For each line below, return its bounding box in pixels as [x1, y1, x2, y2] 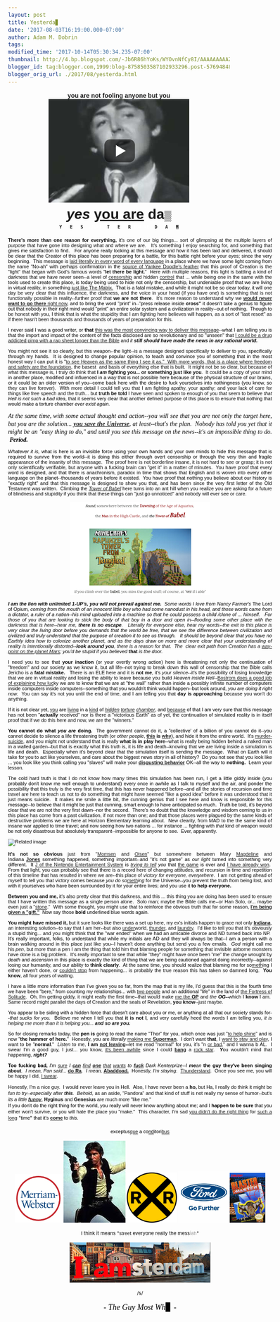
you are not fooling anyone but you [67, 92, 171, 99]
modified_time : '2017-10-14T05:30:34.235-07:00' [8, 49, 153, 56]
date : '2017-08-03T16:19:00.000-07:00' [8, 26, 125, 33]
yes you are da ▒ [66, 205, 172, 222]
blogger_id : [8, 63, 43, 70]
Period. [9, 435, 29, 443]
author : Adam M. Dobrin [8, 34, 78, 41]
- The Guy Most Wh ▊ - [103, 1302, 177, 1312]
